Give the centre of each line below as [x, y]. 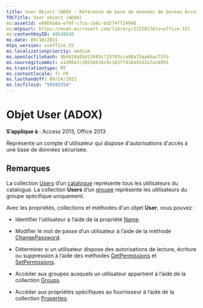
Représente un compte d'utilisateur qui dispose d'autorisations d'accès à [97, 143]
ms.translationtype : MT [36, 68]
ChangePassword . [38, 237]
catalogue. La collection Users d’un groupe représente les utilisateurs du [97, 189]
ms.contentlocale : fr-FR [37, 74]
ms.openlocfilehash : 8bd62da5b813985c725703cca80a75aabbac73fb [88, 57]
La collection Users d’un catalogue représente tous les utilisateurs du [92, 183]
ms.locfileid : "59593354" [39, 85]
